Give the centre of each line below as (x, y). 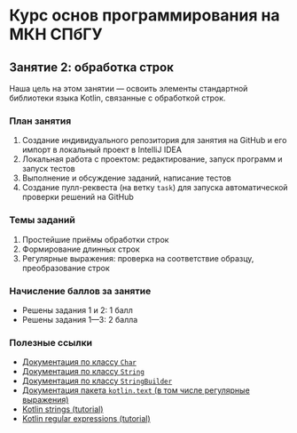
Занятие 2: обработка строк (92, 67)
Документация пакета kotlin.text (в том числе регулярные (136, 390)
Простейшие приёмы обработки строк (95, 239)
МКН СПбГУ (56, 34)
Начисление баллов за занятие (80, 291)
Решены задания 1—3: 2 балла (80, 319)
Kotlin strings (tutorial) (63, 409)
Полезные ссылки (51, 342)
